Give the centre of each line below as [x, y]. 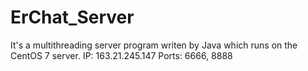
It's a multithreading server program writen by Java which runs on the [154, 45]
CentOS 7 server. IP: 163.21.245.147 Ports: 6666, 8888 [121, 55]
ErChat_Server [72, 17]
